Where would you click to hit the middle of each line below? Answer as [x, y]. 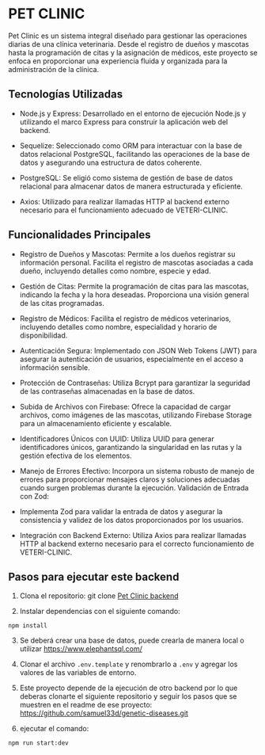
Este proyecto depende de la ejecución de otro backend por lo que [129, 688]
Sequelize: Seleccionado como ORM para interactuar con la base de [131, 145]
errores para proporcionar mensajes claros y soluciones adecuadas [130, 479]
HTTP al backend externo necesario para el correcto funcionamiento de [137, 543]
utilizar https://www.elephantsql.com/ [81, 649]
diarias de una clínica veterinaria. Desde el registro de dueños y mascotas [129, 44]
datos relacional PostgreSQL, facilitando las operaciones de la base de [135, 154]
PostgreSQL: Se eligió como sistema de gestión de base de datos [126, 177]
